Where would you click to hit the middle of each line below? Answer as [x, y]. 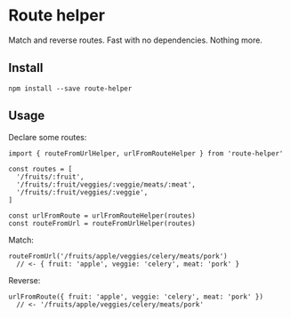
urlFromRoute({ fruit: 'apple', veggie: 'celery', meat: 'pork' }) [136, 297]
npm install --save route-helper [70, 88]
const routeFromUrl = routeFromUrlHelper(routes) [102, 223]
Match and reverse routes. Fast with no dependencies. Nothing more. [136, 40]
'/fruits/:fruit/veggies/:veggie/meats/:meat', [106, 184]
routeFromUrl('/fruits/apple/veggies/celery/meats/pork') [118, 256]
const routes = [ [40, 169]
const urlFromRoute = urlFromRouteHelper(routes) [102, 215]
